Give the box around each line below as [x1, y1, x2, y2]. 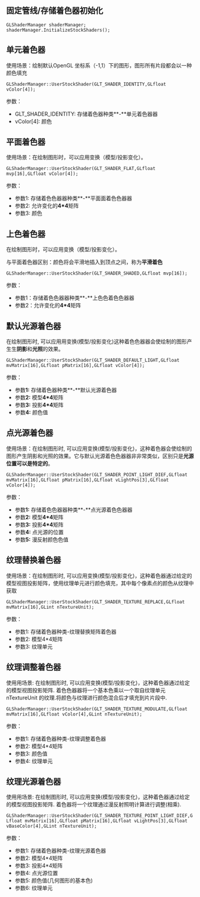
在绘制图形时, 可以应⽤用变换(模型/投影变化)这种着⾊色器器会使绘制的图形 [6, 338, 187, 345]
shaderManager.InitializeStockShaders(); [6, 27, 111, 33]
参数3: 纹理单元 [14, 643, 53, 650]
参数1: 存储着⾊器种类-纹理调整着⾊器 [14, 735, 106, 742]
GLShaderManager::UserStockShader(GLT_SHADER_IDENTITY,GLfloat [6, 81, 167, 87]
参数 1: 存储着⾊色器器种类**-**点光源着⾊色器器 [14, 506, 133, 513]
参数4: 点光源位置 [14, 870, 58, 877]
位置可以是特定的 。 [6, 460, 54, 467]
